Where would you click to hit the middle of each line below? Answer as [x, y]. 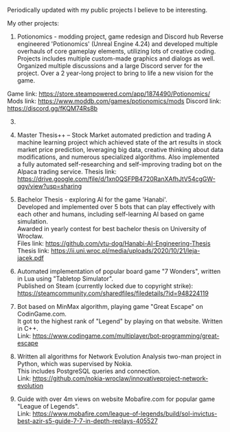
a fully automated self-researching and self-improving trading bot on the [119, 164]
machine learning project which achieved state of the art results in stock [119, 142]
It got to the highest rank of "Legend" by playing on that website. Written [120, 321]
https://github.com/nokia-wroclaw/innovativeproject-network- [120, 378]
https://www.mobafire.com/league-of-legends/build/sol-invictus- [125, 413]
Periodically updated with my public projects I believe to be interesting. [107, 10]
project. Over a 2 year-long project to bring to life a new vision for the [115, 73]
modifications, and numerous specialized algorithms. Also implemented [118, 157]
